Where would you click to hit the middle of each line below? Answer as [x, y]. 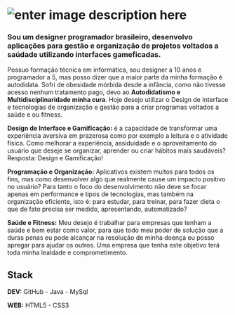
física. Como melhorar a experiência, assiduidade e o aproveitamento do [112, 143]
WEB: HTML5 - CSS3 [38, 305]
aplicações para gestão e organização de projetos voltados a [113, 46]
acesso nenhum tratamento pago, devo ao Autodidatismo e [94, 92]
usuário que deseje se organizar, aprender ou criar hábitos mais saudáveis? [116, 150]
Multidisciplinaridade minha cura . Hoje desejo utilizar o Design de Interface [118, 100]
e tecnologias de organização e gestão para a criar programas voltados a [113, 107]
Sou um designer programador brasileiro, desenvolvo [100, 37]
